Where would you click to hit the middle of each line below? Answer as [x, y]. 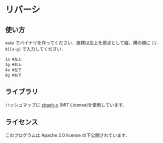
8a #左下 [13, 70]
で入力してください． [44, 49]
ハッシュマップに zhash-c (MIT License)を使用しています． [66, 104]
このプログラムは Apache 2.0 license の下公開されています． [67, 135]
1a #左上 [13, 59]
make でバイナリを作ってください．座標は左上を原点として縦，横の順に [78, 43]
